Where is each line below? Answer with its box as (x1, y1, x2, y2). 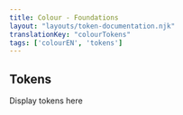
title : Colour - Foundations (9, 13, 119, 22)
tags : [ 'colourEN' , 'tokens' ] (9, 38, 124, 48)
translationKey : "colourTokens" (9, 30, 131, 39)
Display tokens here (9, 95, 83, 106)
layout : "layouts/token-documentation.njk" (9, 22, 176, 31)
